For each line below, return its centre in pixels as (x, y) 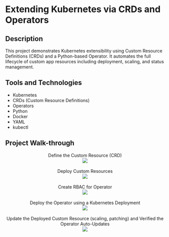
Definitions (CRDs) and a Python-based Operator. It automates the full (78, 56)
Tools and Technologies (44, 83)
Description (24, 39)
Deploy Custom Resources (85, 171)
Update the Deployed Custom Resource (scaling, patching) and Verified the (85, 218)
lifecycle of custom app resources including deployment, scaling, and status (85, 61)
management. (20, 67)
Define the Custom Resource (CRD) (85, 155)
